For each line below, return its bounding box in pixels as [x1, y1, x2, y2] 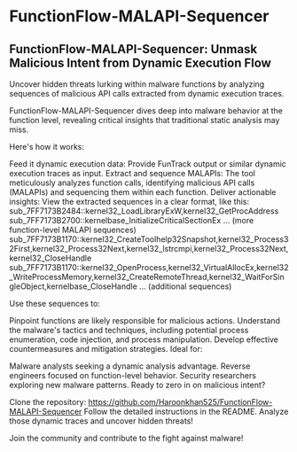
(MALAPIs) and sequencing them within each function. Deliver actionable [9, 187, 277, 197]
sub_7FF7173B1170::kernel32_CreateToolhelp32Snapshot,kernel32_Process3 [9, 234, 289, 245]
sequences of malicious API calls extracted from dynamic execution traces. [9, 89, 285, 98]
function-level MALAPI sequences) [9, 224, 137, 235]
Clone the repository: [9, 397, 87, 407]
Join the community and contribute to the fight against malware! [9, 433, 244, 443]
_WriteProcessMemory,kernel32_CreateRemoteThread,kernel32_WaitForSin [9, 272, 285, 282]
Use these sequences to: [9, 299, 100, 308]
